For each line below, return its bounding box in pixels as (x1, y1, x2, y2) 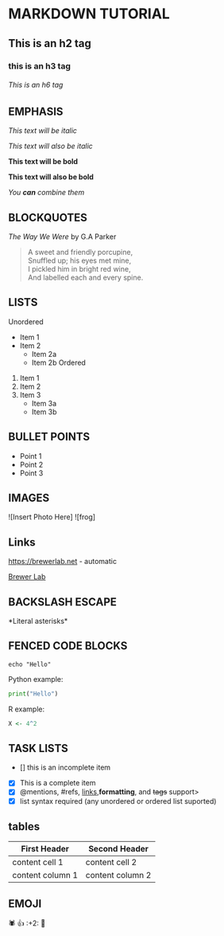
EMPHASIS (8, 104, 64, 118)
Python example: (8, 674, 64, 683)
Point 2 (19, 460, 44, 469)
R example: (8, 704, 45, 714)
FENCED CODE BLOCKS (8, 639, 128, 653)
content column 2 (85, 870, 152, 881)
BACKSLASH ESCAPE (8, 595, 118, 609)
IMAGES (8, 491, 50, 504)
